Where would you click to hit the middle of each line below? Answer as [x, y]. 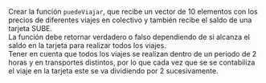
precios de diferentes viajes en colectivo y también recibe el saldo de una [130, 20]
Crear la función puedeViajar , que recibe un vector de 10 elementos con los [133, 12]
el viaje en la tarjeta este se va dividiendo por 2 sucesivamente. [113, 71]
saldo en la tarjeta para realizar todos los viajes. [87, 45]
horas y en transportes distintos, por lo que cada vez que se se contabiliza [132, 62]
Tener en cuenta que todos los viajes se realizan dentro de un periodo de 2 [133, 54]
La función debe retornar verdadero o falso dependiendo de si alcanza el [129, 37]
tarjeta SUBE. [31, 28]
